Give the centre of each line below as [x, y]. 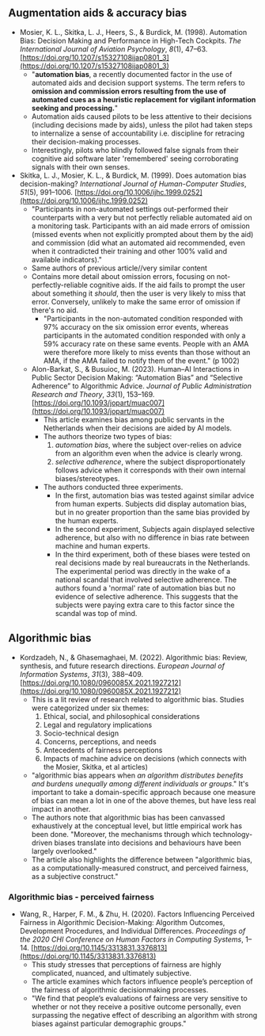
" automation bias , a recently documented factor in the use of [132, 74]
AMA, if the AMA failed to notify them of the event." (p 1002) [141, 361]
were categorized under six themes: [90, 708]
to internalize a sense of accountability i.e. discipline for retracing [138, 133]
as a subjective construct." [75, 876]
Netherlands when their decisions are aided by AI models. [137, 428]
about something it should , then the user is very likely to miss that [138, 293]
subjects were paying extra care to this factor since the [145, 605]
